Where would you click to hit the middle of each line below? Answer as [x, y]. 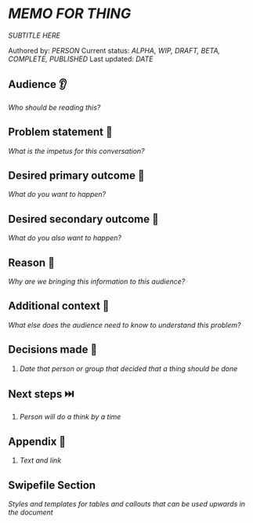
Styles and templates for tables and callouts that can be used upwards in [127, 504]
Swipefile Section [52, 485]
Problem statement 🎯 [61, 132]
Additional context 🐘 [59, 306]
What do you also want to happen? [65, 238]
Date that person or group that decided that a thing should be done [128, 369]
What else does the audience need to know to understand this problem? [125, 325]
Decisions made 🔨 [53, 350]
